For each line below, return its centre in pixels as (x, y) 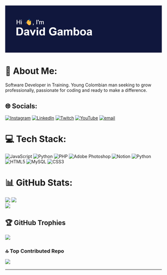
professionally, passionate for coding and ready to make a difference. (76, 90)
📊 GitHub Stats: (39, 183)
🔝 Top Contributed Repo (35, 251)
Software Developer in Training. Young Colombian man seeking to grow (78, 85)
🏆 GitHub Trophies (36, 223)
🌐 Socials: (21, 106)
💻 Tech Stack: (36, 139)
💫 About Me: (31, 71)
